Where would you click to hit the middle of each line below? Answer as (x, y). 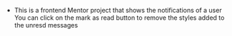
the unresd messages (46, 25)
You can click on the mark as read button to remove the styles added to (119, 18)
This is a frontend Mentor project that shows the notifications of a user (118, 10)
